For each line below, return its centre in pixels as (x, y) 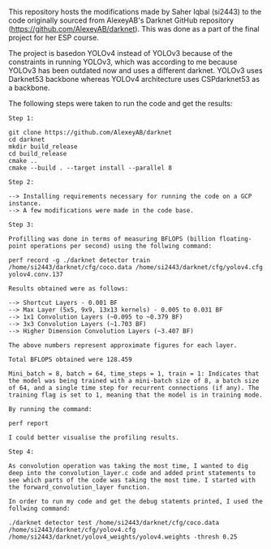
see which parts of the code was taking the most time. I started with (132, 480)
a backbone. (29, 88)
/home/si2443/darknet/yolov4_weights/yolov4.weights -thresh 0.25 (123, 537)
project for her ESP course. (54, 37)
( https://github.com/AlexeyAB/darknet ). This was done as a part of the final (134, 29)
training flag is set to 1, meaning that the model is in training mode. (136, 395)
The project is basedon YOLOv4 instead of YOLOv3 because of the (120, 53)
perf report (28, 423)
